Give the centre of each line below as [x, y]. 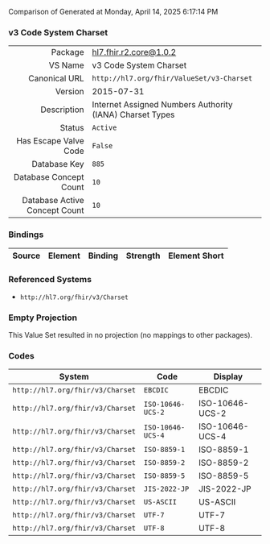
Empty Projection [43, 318]
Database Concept [49, 177]
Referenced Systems [50, 279]
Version [70, 92]
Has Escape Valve [50, 141]
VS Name [66, 65]
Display [228, 376]
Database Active [53, 201]
